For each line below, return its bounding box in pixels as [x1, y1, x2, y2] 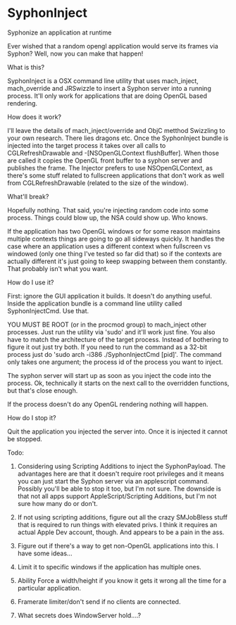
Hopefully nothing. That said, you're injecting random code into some [7, 206, 209, 214]
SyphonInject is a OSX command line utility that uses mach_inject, [7, 76, 199, 85]
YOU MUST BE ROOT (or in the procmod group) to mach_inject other [7, 320, 207, 329]
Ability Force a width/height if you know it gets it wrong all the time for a [17, 576, 227, 585]
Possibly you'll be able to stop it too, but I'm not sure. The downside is [17, 484, 222, 493]
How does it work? [7, 113, 62, 121]
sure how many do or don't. [17, 499, 98, 507]
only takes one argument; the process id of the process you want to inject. [7, 358, 223, 366]
